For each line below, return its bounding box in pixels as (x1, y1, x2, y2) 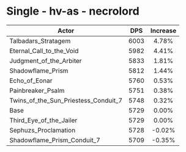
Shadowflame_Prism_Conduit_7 (9, 136, 101, 144)
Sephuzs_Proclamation (9, 126, 76, 134)
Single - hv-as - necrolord (6, 4, 139, 18)
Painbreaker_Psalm (9, 86, 65, 95)
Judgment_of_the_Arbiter (9, 56, 82, 65)
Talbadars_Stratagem (9, 37, 71, 45)
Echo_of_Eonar (9, 76, 53, 85)
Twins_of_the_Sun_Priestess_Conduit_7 (9, 96, 123, 104)
